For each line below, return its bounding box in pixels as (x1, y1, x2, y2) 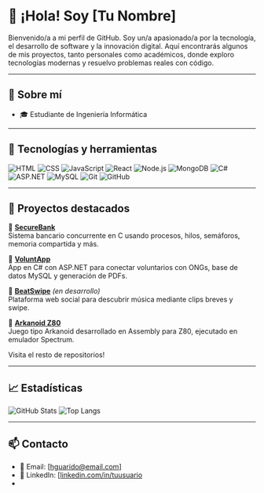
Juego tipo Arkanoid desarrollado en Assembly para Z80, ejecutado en (8, 327, 238, 336)
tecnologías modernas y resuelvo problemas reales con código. (8, 58, 214, 68)
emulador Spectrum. (8, 335, 75, 345)
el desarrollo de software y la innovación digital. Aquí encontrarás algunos (8, 41, 248, 50)
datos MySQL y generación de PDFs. (8, 271, 128, 281)
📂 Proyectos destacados (8, 202, 130, 215)
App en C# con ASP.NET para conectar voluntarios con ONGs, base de (8, 263, 238, 272)
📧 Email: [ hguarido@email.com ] (19, 462, 122, 471)
